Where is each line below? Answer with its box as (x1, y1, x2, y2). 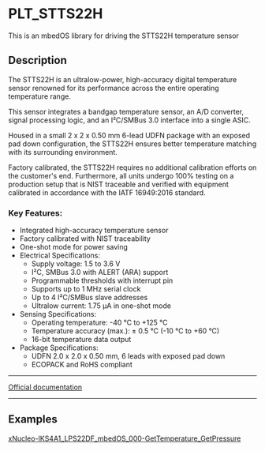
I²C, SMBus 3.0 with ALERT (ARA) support (31, 268, 169, 277)
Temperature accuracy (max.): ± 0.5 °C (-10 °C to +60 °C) (31, 326, 220, 336)
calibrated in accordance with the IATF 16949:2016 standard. (8, 187, 207, 197)
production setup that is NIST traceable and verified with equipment (8, 179, 229, 189)
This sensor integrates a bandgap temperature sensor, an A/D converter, (8, 107, 244, 116)
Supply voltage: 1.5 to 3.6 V (31, 259, 121, 269)
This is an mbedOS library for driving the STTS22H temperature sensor (8, 31, 239, 40)
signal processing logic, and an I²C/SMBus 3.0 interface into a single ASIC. (8, 115, 251, 125)
